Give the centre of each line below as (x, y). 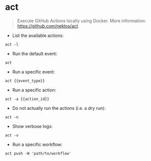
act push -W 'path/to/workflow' (38, 153)
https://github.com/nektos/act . (48, 26)
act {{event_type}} (25, 81)
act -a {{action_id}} (27, 99)
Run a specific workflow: (37, 144)
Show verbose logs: (32, 126)
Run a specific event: (33, 72)
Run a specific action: (34, 90)
